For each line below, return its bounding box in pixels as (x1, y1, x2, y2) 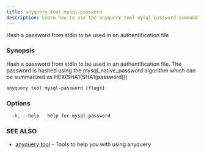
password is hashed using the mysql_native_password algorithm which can (6, 66, 196, 74)
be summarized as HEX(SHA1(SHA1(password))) (6, 73, 128, 80)
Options (6, 99, 31, 107)
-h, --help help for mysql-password (12, 113, 111, 119)
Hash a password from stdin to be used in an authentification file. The (6, 60, 182, 68)
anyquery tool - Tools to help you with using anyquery (15, 141, 151, 148)
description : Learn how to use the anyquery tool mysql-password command (6, 15, 199, 21)
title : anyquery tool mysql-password (6, 9, 103, 15)
